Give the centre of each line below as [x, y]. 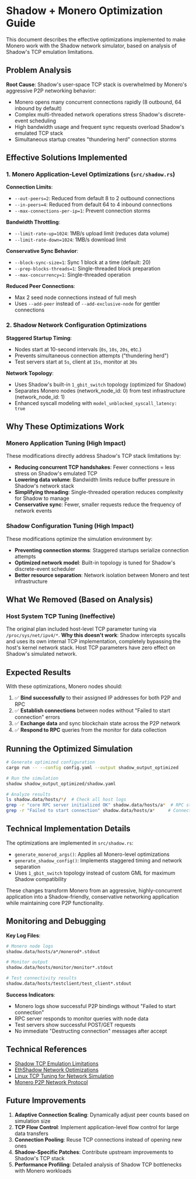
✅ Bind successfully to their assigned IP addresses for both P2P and [98, 698]
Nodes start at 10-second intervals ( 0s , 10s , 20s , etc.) [78, 349]
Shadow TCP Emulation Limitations [57, 1063]
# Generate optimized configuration [50, 762]
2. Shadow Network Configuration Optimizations [76, 325]
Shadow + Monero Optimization [85, 11]
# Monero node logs [30, 946]
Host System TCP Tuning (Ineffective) [61, 616]
